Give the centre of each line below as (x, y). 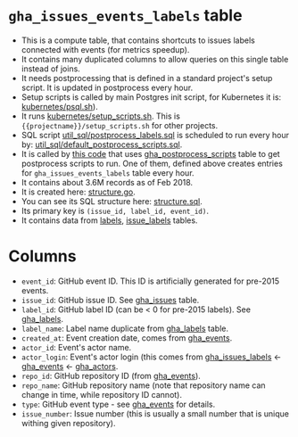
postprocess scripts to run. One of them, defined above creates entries (152, 163)
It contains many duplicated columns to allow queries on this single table (155, 59)
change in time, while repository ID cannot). (102, 394)
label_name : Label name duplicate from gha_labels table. (125, 328)
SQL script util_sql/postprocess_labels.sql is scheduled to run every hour (155, 135)
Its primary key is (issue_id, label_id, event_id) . (115, 210)
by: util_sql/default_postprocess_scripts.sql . (102, 144)
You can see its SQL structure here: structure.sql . (112, 201)
